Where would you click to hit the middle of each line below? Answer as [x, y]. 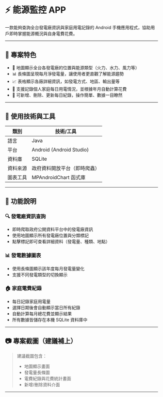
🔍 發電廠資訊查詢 [25, 216]
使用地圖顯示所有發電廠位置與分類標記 [50, 236]
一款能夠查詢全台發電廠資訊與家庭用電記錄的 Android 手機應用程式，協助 [78, 27]
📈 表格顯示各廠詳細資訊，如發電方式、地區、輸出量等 [66, 81]
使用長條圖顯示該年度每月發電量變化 [48, 268]
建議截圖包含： [32, 356]
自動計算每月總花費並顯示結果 [42, 313]
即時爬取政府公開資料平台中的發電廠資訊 [52, 229]
